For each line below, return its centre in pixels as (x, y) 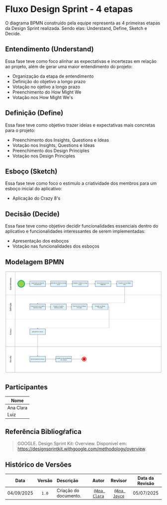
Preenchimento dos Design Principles (51, 150)
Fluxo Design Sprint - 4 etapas (69, 9)
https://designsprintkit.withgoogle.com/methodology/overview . (82, 449)
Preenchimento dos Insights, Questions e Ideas (61, 140)
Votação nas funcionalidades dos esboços (56, 246)
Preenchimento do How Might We (47, 92)
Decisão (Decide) (32, 214)
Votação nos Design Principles (44, 156)
